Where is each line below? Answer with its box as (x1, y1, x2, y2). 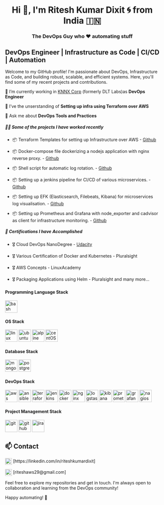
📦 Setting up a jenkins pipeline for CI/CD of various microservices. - (12, 176, 151, 183)
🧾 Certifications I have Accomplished (5, 229, 83, 235)
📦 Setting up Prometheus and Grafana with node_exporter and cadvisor (12, 210, 158, 216)
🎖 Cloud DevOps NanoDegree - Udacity (12, 241, 93, 247)
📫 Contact (5, 442, 39, 451)
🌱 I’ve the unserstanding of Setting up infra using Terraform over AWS (5, 103, 149, 109)
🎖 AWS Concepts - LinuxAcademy (12, 265, 81, 270)
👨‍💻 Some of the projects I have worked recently (5, 124, 104, 130)
